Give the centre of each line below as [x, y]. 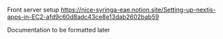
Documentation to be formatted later [59, 30]
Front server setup [33, 10]
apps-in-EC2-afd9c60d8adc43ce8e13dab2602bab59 [83, 17]
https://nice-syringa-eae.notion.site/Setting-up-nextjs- [138, 10]
